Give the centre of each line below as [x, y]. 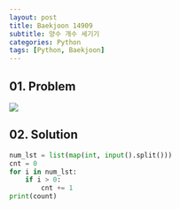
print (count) [33, 197]
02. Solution [43, 135]
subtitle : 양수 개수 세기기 [55, 34]
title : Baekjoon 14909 [51, 26]
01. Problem [43, 86]
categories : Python [45, 42]
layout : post [33, 17]
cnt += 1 [57, 188]
